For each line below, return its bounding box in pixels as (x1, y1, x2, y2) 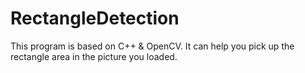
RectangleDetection (10, 7, 180, 30)
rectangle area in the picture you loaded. (10, 50, 178, 62)
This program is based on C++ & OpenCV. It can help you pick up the (10, 40, 295, 52)
